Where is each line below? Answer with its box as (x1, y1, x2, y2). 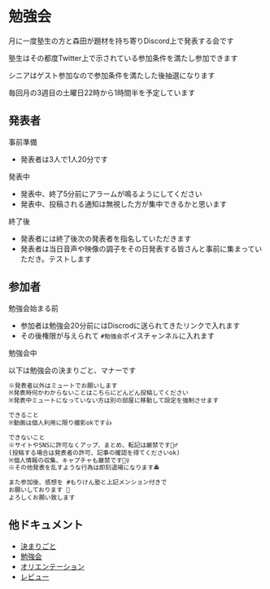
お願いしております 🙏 (8, 486, 71, 495)
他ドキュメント (8, 518, 84, 532)
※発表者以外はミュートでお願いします (8, 382, 118, 390)
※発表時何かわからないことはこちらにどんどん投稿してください (8, 389, 189, 397)
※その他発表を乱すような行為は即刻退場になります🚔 (8, 464, 159, 472)
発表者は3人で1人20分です (20, 154, 108, 164)
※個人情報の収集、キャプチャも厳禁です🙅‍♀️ (8, 456, 130, 465)
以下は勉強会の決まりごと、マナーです (8, 365, 137, 375)
